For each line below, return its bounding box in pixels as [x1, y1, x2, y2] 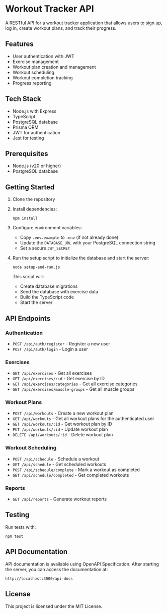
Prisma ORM [12, 124, 39, 130]
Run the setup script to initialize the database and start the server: [12, 255, 150, 261]
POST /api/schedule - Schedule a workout [12, 455, 100, 462]
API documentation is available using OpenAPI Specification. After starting [5, 561, 159, 567]
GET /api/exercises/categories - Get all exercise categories [12, 381, 138, 387]
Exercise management [12, 59, 59, 65]
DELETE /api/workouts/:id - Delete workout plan [12, 432, 113, 438]
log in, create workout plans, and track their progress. [5, 25, 117, 31]
